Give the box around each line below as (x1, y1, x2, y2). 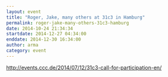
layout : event (6, 8, 42, 15)
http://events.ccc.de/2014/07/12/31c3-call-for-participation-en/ (6, 64, 162, 71)
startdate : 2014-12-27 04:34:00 (6, 31, 86, 37)
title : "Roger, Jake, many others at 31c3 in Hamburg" (6, 14, 145, 20)
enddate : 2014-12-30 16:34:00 (6, 36, 82, 42)
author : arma (6, 42, 39, 48)
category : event (6, 48, 46, 54)
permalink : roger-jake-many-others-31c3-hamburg (6, 20, 129, 26)
